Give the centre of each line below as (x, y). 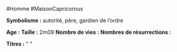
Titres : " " (19, 44)
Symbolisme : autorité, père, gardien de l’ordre (65, 20)
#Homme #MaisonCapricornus (45, 9)
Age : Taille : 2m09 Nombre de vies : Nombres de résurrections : (89, 32)
